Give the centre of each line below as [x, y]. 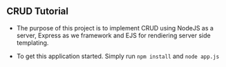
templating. [32, 42]
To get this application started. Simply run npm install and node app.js [118, 56]
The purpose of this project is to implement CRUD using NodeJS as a [115, 28]
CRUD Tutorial [37, 11]
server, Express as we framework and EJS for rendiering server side [114, 35]
